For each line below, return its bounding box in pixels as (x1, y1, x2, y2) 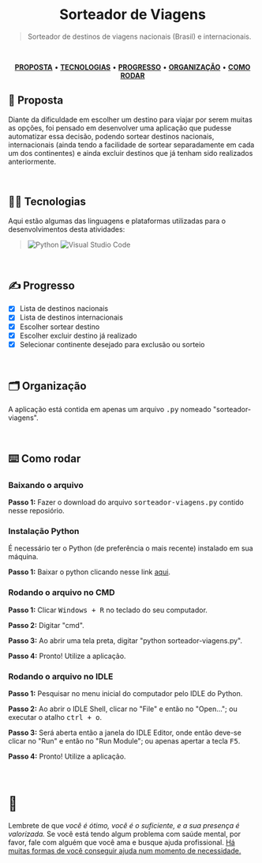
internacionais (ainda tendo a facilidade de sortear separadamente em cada (8, 140, 255, 150)
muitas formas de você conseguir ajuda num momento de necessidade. (8, 846, 241, 856)
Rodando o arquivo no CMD (8, 587, 116, 598)
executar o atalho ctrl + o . (8, 713, 103, 722)
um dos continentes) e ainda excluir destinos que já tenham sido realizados (8, 148, 253, 157)
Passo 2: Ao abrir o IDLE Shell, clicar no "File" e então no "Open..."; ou (8, 704, 238, 713)
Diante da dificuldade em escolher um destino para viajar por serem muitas (8, 115, 253, 124)
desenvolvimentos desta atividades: (8, 224, 125, 234)
